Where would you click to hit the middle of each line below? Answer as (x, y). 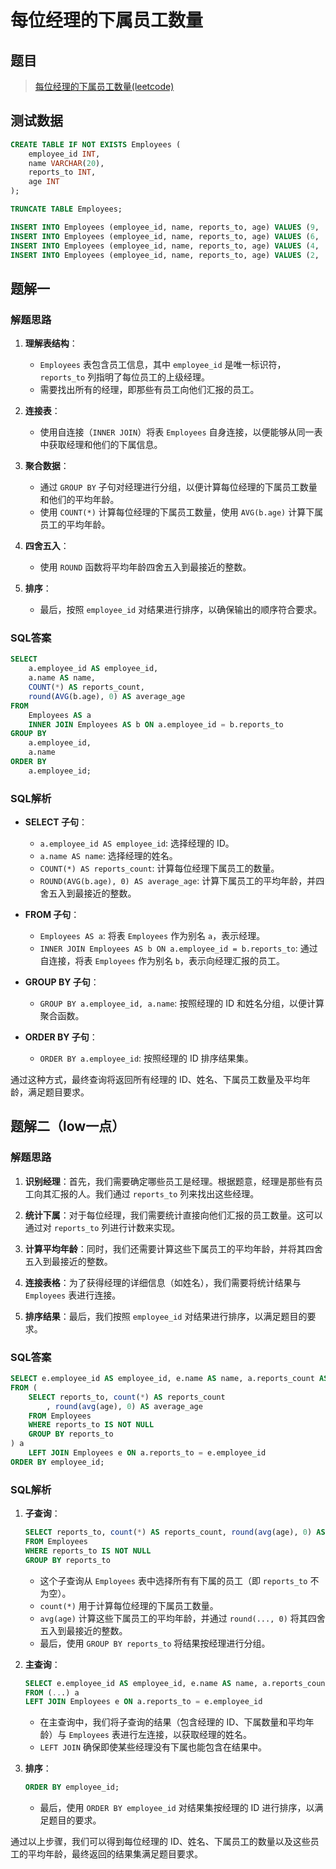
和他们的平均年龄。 (79, 500)
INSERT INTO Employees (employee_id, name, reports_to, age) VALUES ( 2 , (165, 255)
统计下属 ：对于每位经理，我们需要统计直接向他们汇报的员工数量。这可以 (173, 1215)
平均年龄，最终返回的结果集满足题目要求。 (115, 1854)
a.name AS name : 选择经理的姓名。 (108, 856)
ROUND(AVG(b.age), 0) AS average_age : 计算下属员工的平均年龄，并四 (182, 881)
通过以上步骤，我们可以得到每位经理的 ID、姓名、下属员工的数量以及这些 (160, 1842)
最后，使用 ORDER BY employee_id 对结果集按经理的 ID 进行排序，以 (177, 1808)
